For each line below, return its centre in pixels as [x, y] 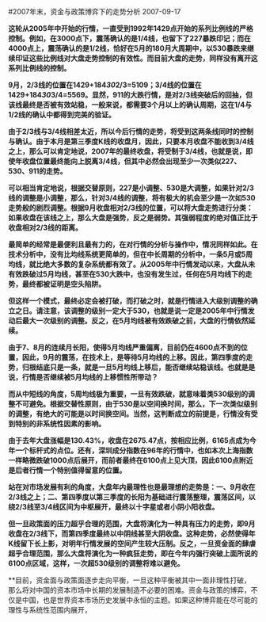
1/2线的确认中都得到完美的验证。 [62, 114]
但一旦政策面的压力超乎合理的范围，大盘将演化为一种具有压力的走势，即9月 [132, 524]
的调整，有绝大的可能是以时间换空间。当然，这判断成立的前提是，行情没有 [129, 414]
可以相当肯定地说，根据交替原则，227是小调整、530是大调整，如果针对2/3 [131, 188]
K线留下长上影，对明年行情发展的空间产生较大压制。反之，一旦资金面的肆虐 [132, 544]
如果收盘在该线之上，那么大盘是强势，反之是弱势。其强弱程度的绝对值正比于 [133, 218]
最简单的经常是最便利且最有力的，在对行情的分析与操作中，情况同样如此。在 [133, 244]
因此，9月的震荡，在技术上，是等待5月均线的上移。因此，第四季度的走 [137, 357]
